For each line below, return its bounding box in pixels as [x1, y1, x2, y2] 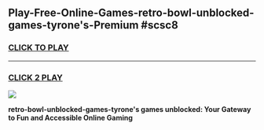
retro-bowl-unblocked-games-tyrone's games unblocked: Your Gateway [8, 104, 251, 113]
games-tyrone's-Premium [8, 19, 139, 32]
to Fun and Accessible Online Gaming [8, 113, 134, 122]
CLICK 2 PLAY [8, 72, 63, 83]
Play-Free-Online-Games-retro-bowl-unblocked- [8, 6, 255, 20]
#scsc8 [141, 19, 178, 32]
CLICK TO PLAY [8, 43, 69, 54]
